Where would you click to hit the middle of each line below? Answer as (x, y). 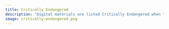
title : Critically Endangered (37, 10)
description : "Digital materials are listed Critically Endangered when (83, 14)
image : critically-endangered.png (41, 19)
